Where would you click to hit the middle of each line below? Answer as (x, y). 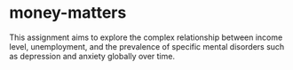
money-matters (68, 13)
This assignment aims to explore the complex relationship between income (146, 37)
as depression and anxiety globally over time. (92, 56)
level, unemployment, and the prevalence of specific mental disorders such (147, 46)
